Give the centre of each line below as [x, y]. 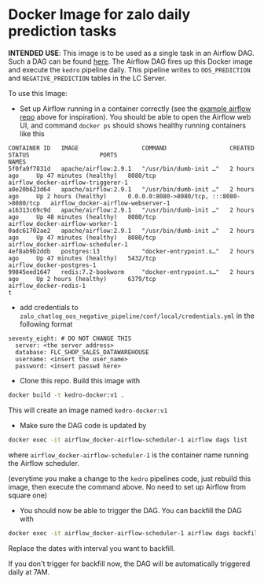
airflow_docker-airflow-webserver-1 [110, 203]
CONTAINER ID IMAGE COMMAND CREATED [132, 148]
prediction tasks [62, 31]
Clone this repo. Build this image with [80, 380]
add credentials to [49, 307]
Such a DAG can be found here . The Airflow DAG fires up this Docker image [130, 61]
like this [32, 133]
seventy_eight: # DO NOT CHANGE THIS [70, 338]
